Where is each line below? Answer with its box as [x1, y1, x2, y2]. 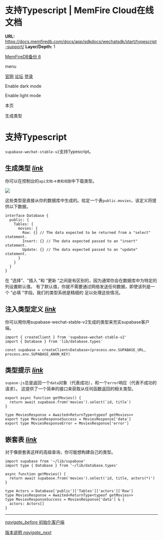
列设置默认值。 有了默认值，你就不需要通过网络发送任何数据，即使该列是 [5, 283, 151, 289]
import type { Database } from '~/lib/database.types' [5, 463, 118, 468]
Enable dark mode [5, 83, 42, 89]
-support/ [5, 44, 24, 49]
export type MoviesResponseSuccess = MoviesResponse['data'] [5, 417, 131, 422]
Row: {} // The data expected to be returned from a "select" [22, 230, 151, 235]
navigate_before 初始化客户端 [5, 519, 65, 525]
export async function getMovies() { [5, 395, 81, 401]
